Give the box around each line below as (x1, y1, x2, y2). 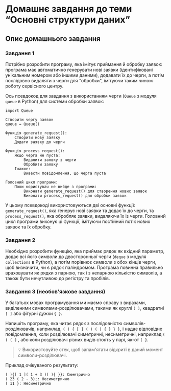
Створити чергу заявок (5, 117, 54, 122)
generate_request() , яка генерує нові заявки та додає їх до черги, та (5, 208, 154, 214)
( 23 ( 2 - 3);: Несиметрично (5, 377, 70, 382)
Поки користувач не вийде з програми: (14, 184, 97, 189)
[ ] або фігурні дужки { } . (5, 310, 63, 317)
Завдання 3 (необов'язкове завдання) (5, 288, 106, 295)
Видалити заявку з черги (23, 157, 77, 163)
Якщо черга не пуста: (14, 153, 60, 158)
